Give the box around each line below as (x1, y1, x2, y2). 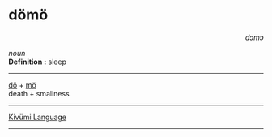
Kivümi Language (8, 112, 67, 122)
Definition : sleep (8, 57, 67, 66)
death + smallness (8, 88, 70, 98)
